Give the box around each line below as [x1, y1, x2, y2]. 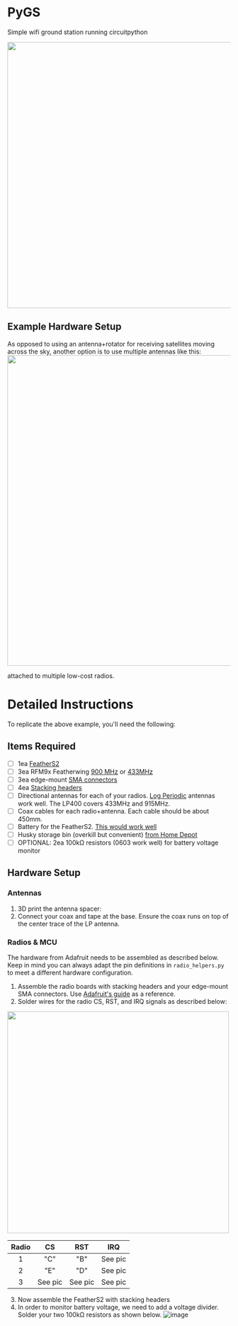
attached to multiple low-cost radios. [7, 672, 115, 680]
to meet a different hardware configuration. [7, 968, 133, 977]
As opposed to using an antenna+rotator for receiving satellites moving [7, 339, 215, 348]
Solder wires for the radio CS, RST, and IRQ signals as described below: [17, 997, 227, 1006]
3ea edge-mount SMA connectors [17, 775, 118, 784]
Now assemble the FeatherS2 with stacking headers [17, 1295, 170, 1304]
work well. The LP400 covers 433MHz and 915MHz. [17, 799, 171, 808]
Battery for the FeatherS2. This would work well [17, 822, 157, 831]
